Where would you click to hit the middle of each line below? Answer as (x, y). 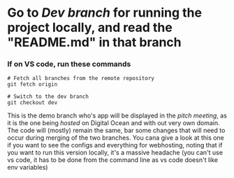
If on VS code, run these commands (69, 64)
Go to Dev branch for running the (105, 13)
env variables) (28, 168)
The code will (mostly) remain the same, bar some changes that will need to (116, 131)
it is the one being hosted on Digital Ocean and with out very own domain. (114, 123)
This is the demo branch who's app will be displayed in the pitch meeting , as (117, 115)
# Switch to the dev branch (48, 97)
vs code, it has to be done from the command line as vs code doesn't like (113, 160)
